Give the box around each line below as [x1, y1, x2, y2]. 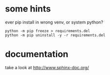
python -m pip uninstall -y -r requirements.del [5, 33, 106, 37]
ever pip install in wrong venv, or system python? [5, 19, 104, 25]
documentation [5, 49, 69, 60]
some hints [5, 3, 51, 14]
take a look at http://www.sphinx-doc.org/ [5, 64, 89, 70]
